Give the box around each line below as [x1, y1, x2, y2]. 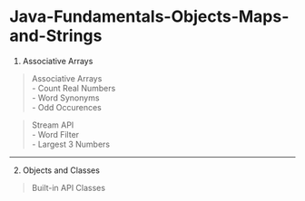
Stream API [31, 120, 74, 130]
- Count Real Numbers [31, 82, 116, 93]
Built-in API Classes [31, 182, 106, 193]
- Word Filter [31, 129, 80, 139]
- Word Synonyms [31, 92, 100, 103]
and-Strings [9, 25, 103, 46]
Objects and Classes [22, 165, 100, 176]
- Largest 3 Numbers [31, 139, 111, 149]
